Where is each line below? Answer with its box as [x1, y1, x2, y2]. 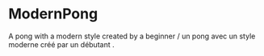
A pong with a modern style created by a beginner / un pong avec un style [8, 31, 256, 41]
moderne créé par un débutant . [8, 39, 115, 49]
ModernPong [8, 5, 98, 23]
